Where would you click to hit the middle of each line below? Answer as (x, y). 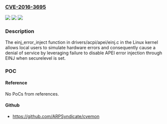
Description (20, 31)
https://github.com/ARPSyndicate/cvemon (56, 116)
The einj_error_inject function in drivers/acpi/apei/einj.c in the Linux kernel (82, 42)
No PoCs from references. (32, 94)
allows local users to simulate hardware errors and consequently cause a (80, 47)
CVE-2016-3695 (26, 7)
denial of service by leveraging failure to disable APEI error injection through (84, 53)
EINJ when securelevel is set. (35, 58)
